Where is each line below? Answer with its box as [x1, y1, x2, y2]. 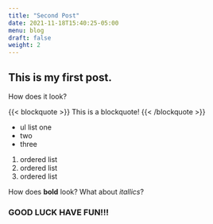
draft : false [8, 33, 52, 42]
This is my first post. [8, 71, 113, 84]
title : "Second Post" [8, 11, 80, 20]
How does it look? [8, 91, 68, 101]
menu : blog [8, 26, 45, 34]
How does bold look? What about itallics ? [8, 187, 145, 196]
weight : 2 [8, 41, 41, 49]
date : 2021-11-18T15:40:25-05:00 [8, 19, 119, 27]
